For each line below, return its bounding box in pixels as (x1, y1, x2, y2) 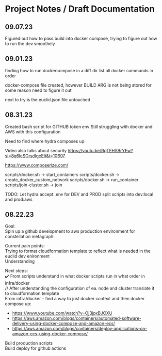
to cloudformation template (5, 291, 60, 296)
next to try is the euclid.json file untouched (5, 97, 91, 102)
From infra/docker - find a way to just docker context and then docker (5, 296, 145, 302)
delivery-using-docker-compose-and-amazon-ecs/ (12, 321, 115, 326)
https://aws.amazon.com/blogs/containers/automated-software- (12, 315, 142, 321)
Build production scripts (5, 340, 53, 346)
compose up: (5, 301, 32, 307)
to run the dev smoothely (5, 41, 55, 47)
